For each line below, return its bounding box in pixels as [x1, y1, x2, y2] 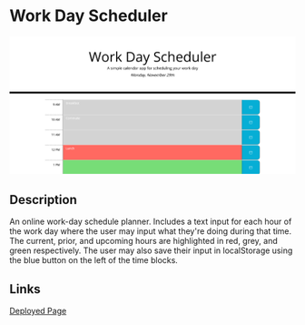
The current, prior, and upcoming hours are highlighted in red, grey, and [9, 236, 279, 247]
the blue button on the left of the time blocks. [9, 255, 179, 266]
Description [9, 192, 77, 208]
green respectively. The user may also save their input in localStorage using [9, 245, 293, 256]
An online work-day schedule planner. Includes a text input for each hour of [9, 216, 292, 228]
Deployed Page [9, 305, 67, 316]
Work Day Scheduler [9, 5, 168, 26]
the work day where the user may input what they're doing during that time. [9, 226, 292, 237]
